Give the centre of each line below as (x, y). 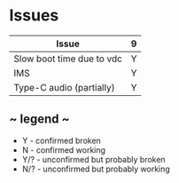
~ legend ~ (39, 119)
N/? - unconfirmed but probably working (96, 169)
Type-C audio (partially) (64, 87)
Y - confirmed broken (62, 140)
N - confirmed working (64, 150)
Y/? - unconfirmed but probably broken (93, 159)
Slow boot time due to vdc (68, 59)
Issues (34, 16)
